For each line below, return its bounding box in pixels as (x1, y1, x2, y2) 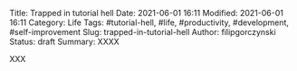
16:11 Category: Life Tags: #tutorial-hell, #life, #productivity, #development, (9, 17, 290, 28)
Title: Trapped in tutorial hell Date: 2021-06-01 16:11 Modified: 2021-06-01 (9, 8, 283, 18)
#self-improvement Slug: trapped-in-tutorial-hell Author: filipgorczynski (9, 27, 276, 37)
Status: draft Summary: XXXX (9, 36, 120, 47)
